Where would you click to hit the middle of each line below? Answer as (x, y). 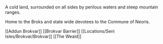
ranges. (13, 12)
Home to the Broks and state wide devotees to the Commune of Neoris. (78, 22)
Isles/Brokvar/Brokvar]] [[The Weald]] (43, 36)
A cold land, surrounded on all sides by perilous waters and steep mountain (82, 7)
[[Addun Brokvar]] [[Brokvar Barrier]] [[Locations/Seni (60, 31)
